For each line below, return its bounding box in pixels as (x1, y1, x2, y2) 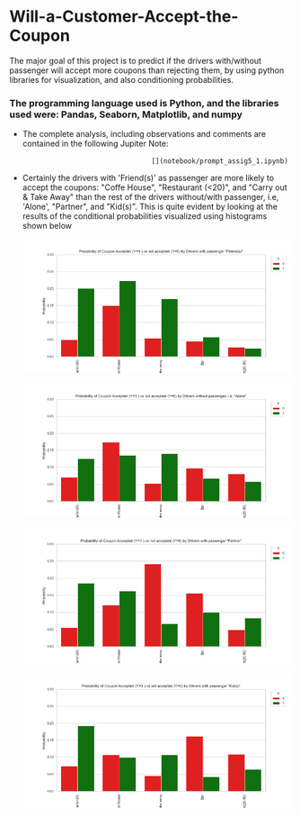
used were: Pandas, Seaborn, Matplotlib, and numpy (9, 108, 243, 121)
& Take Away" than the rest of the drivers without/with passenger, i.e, (22, 192, 279, 203)
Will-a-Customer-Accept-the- (9, 6, 239, 27)
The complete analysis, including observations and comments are (22, 129, 267, 140)
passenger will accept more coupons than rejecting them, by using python (9, 65, 285, 76)
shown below (22, 221, 72, 231)
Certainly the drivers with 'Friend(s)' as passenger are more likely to (22, 173, 275, 184)
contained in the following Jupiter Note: (22, 138, 169, 150)
